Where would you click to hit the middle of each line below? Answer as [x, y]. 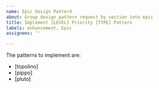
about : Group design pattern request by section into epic [80, 17]
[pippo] [23, 73]
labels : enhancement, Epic [39, 28]
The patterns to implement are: [43, 55]
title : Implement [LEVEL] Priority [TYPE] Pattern [69, 22]
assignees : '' [23, 33]
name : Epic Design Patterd [39, 11]
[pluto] [23, 79]
